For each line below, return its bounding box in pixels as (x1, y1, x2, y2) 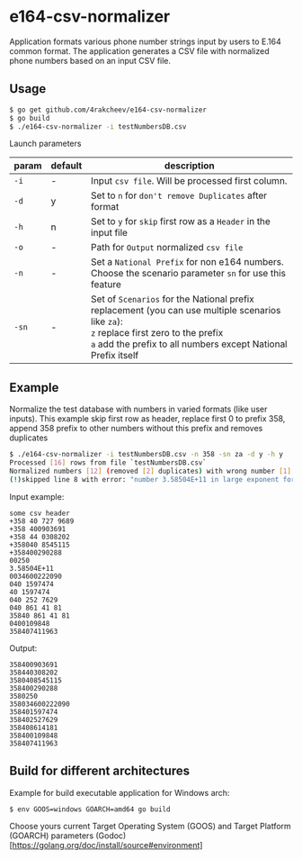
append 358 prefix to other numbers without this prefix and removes (9, 423, 263, 434)
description (164, 159, 216, 172)
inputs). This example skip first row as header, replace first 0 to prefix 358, (9, 413, 286, 424)
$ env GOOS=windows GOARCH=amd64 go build (9, 804, 171, 814)
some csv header (9, 509, 70, 518)
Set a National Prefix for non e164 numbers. (91, 256, 285, 268)
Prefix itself (91, 349, 139, 362)
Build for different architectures (9, 764, 191, 779)
